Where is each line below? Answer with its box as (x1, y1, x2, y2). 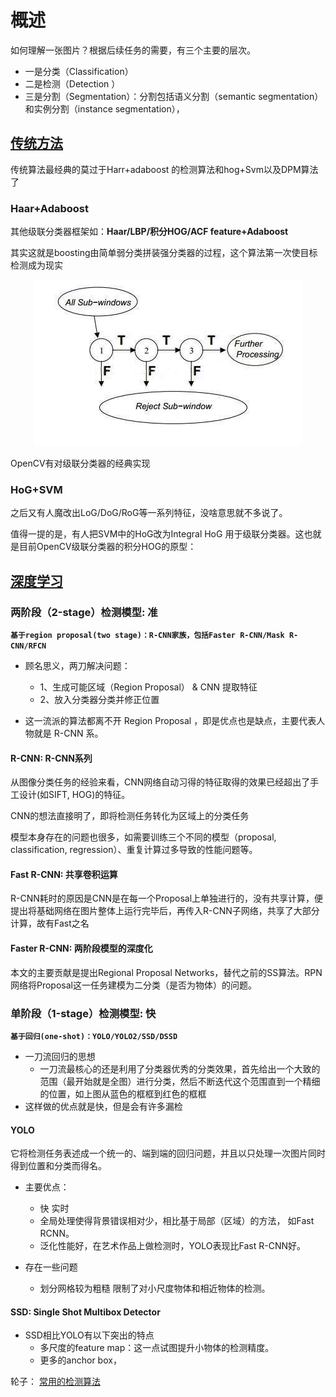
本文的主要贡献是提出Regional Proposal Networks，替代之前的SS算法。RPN (10, 966, 323, 978)
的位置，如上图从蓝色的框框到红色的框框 (39, 1087, 207, 1100)
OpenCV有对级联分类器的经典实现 (10, 457, 151, 470)
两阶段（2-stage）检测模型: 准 (10, 605, 158, 619)
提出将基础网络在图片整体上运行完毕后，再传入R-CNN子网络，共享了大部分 (10, 905, 320, 917)
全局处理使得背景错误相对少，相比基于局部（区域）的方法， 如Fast (39, 1215, 315, 1227)
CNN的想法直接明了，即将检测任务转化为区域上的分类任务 (10, 810, 250, 822)
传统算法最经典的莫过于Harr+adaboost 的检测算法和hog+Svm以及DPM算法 (10, 163, 319, 175)
